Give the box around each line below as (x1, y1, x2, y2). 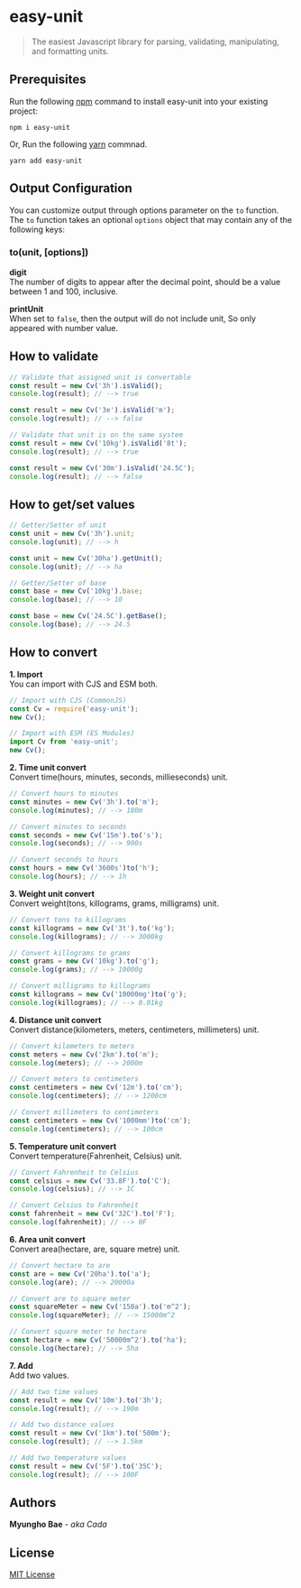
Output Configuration (9, 180, 132, 196)
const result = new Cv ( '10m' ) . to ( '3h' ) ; (9, 1396, 164, 1405)
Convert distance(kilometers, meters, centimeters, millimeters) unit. (9, 1024, 260, 1035)
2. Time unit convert (9, 762, 87, 773)
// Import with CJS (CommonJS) (9, 696, 127, 705)
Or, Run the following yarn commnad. (9, 138, 148, 150)
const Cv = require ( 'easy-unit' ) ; (9, 704, 140, 714)
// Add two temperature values (9, 1454, 127, 1463)
